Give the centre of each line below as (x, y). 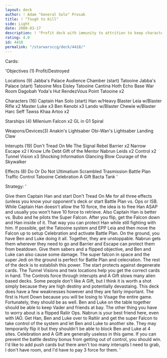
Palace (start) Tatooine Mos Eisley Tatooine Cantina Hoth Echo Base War (80, 86)
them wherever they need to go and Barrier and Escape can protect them (80, 244)
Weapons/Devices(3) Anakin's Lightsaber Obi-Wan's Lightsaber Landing (79, 131)
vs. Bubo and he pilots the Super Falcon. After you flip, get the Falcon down (83, 217)
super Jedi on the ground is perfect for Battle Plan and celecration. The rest (83, 260)
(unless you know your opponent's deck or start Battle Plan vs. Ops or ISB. (82, 201)
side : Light (17, 24)
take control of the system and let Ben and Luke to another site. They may (81, 323)
